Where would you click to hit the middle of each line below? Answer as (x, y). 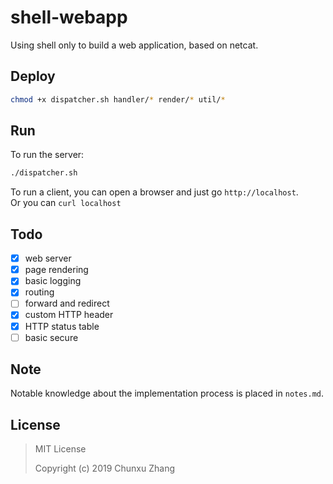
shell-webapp (69, 17)
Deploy (33, 76)
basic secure (51, 337)
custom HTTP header (69, 315)
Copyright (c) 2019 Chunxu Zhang (104, 468)
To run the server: (47, 155)
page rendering (56, 270)
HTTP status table (62, 326)
